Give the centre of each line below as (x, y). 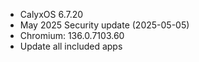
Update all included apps (71, 46)
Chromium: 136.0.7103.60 (72, 35)
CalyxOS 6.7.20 (51, 14)
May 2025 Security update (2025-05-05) (104, 25)
